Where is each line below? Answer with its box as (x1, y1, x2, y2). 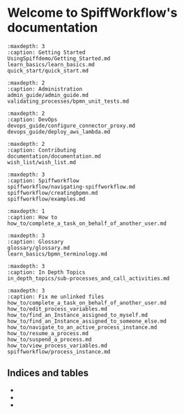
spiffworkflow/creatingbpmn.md (7, 189, 98, 196)
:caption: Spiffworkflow (7, 177, 79, 184)
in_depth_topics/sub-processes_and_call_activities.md (7, 274, 170, 282)
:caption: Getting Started (7, 49, 86, 56)
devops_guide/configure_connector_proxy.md (7, 122, 136, 129)
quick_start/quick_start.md (7, 67, 89, 74)
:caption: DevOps (7, 116, 58, 123)
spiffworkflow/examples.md (7, 195, 86, 202)
